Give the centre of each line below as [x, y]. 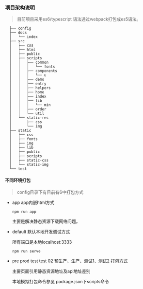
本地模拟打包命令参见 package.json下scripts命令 [60, 281]
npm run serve [26, 251]
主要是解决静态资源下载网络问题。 [46, 221]
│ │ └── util [27, 114]
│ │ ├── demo [27, 80]
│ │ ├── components [33, 71]
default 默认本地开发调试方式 [41, 232]
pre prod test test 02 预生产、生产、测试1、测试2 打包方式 [70, 261]
